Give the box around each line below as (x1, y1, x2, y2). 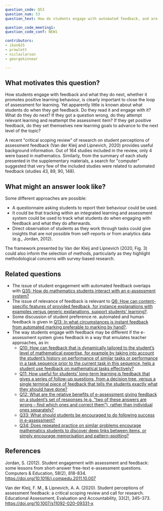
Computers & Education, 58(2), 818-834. (5, 470, 87, 476)
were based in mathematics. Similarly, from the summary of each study (5, 153, 148, 159)
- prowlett (5, 47, 27, 52)
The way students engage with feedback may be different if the (12, 329, 140, 335)
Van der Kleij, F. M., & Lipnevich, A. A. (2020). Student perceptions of (5, 485, 144, 491)
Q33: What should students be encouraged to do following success (19, 412, 155, 418)
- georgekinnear (5, 57, 38, 61)
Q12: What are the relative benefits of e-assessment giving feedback (19, 391, 157, 397)
